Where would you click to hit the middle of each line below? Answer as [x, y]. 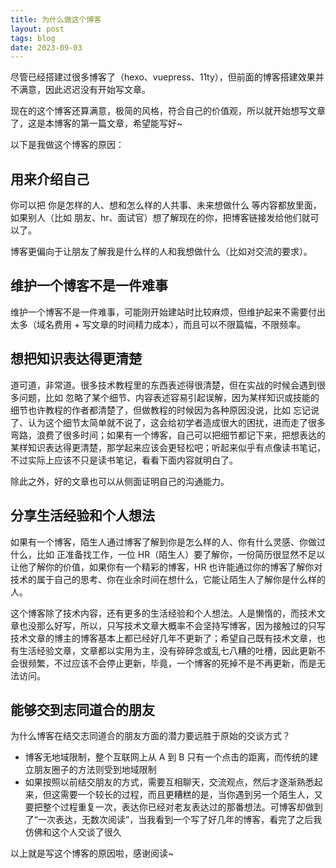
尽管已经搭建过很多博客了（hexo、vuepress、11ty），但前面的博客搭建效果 [163, 77]
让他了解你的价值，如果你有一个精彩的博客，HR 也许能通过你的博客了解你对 [166, 567]
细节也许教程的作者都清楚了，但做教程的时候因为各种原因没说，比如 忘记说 [165, 410]
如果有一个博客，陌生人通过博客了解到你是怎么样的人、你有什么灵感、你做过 [168, 542]
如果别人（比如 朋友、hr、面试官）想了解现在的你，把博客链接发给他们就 [160, 218]
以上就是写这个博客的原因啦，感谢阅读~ [92, 853]
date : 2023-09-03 [46, 47]
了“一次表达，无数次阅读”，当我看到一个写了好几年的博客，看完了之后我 [173, 820]
